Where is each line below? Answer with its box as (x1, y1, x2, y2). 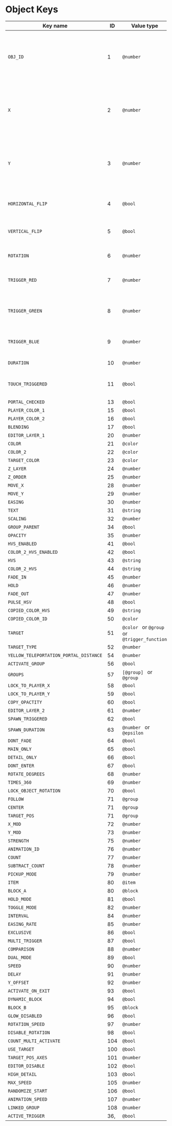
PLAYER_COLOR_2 (8, 416, 45, 421)
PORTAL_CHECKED (8, 399, 45, 405)
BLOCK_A (8, 888, 27, 894)
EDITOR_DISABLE (8, 1063, 45, 1069)
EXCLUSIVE (8, 929, 32, 935)
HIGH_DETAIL (8, 1071, 37, 1077)
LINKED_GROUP (8, 1104, 40, 1111)
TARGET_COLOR (8, 457, 40, 463)
